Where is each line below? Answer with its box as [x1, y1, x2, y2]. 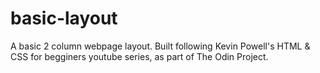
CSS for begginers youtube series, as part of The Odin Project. [10, 50, 269, 62]
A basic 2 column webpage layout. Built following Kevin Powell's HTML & [10, 40, 311, 52]
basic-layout [10, 7, 118, 30]
